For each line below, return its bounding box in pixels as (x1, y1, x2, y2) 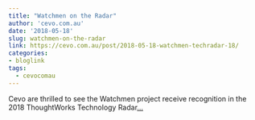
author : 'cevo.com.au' (8, 19, 84, 27)
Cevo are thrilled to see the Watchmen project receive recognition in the (8, 93, 247, 103)
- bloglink (8, 57, 45, 65)
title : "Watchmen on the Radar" (8, 11, 117, 20)
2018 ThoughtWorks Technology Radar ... (8, 102, 143, 112)
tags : (8, 64, 27, 72)
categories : (8, 49, 48, 57)
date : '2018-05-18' (8, 27, 74, 35)
